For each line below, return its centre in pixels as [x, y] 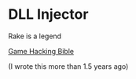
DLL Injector [48, 14]
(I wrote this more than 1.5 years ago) [68, 66]
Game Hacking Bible [41, 51]
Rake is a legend [35, 36]
